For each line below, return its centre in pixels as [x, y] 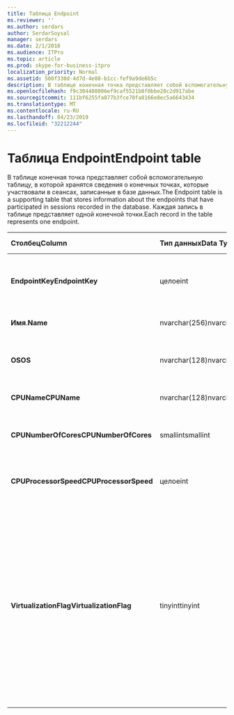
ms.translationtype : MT [42, 104]
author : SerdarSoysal [39, 33]
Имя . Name [29, 323]
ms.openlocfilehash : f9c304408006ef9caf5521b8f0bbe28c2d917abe [101, 91]
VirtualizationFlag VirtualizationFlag [71, 606]
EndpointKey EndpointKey [54, 281]
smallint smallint [185, 435]
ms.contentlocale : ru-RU [43, 111]
